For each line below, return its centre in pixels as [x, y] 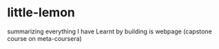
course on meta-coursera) [45, 38]
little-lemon [41, 13]
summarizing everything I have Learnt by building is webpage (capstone [109, 31]
